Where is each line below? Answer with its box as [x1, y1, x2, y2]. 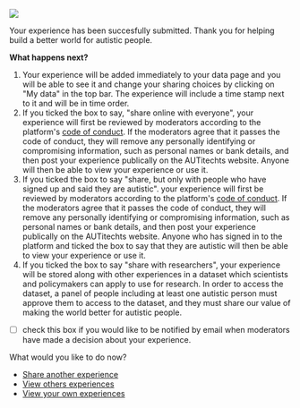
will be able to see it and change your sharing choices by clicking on [21, 79, 275, 89]
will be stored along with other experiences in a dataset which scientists [21, 269, 288, 279]
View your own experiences [21, 388, 125, 399]
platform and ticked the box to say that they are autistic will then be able [21, 241, 288, 251]
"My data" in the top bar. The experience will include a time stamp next [21, 89, 285, 98]
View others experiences [21, 378, 115, 389]
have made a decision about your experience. [21, 335, 192, 345]
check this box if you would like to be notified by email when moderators [21, 325, 290, 335]
